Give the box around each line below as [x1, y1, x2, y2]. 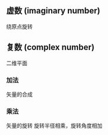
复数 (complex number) [6, 42, 95, 52]
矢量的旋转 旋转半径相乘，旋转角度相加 [6, 122, 103, 130]
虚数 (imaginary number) [6, 5, 101, 16]
